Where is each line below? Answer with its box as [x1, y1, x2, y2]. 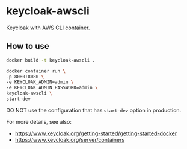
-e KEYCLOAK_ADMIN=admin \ [6, 79, 74, 85]
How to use [6, 41, 49, 51]
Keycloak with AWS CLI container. [6, 24, 90, 31]
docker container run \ [6, 68, 66, 74]
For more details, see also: [6, 118, 72, 125]
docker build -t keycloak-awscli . [6, 57, 96, 63]
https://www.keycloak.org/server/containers [14, 136, 125, 143]
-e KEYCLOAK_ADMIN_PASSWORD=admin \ [6, 85, 98, 91]
